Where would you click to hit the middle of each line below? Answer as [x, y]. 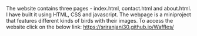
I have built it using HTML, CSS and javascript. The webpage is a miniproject [98, 15]
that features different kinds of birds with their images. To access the [90, 21]
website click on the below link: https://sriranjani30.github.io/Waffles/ [90, 27]
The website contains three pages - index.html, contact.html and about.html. [99, 8]
